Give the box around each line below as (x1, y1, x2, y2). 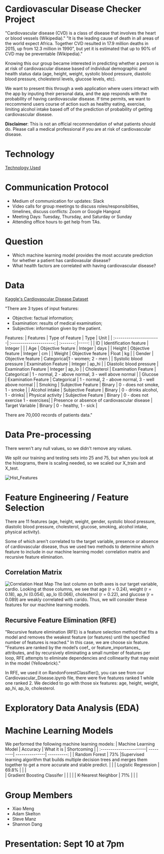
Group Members (5, 789, 73, 801)
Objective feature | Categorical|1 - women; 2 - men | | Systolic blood (5, 356, 143, 361)
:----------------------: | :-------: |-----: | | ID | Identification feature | (9, 340, 149, 346)
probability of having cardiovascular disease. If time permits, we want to (5, 95, 151, 101)
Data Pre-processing (5, 429, 92, 440)
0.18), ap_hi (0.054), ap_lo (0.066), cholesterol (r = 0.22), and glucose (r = (5, 592, 154, 597)
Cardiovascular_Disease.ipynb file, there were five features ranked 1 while (5, 675, 154, 681)
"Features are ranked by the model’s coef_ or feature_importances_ (5, 645, 141, 651)
